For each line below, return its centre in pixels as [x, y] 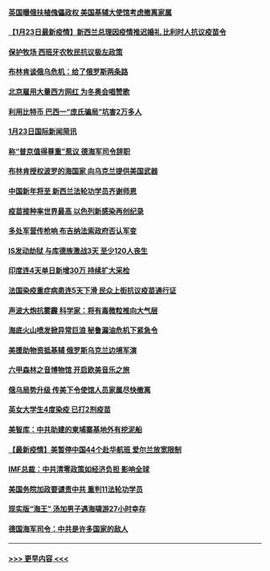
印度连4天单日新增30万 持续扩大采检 [69, 271]
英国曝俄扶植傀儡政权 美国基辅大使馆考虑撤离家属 [90, 12]
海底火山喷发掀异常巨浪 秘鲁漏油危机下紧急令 [83, 330]
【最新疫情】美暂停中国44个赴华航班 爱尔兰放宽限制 [95, 449]
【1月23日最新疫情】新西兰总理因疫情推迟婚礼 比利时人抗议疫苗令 [117, 32]
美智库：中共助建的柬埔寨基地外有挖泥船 [75, 430]
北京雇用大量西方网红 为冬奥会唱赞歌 [69, 92]
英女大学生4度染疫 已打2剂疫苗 [59, 410]
